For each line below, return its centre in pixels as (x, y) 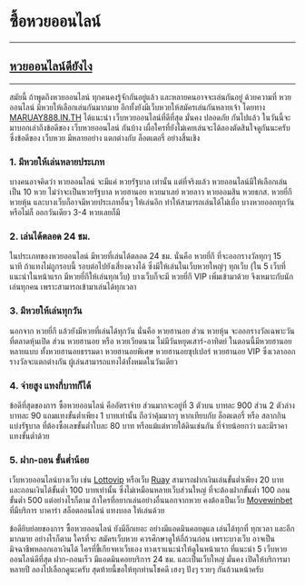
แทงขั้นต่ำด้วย (30, 436)
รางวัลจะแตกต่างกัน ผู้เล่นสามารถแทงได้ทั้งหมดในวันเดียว (94, 362)
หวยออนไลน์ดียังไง (51, 67)
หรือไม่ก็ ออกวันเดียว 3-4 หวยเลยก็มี (65, 213)
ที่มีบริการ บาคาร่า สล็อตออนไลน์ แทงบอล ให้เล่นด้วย (87, 511)
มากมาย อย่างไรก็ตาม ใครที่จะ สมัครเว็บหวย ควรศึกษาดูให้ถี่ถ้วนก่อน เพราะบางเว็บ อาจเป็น (142, 539)
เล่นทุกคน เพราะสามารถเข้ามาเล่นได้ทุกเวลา (73, 287)
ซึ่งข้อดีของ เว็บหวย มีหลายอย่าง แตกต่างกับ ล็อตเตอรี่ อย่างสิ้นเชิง (105, 137)
